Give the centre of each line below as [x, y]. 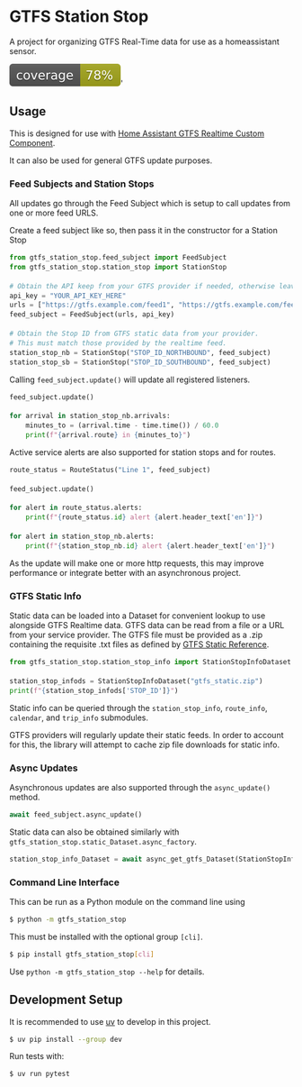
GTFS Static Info [46, 596]
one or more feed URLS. [54, 213]
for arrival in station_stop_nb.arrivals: [90, 416]
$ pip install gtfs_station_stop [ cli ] [82, 954]
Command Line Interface [64, 882]
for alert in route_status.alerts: [76, 508]
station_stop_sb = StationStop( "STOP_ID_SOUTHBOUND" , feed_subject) [140, 362]
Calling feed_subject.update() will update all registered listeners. [130, 379]
